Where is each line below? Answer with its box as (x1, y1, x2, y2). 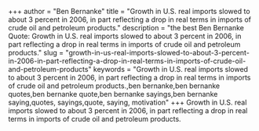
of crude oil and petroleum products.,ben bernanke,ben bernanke (8, 81, 221, 90)
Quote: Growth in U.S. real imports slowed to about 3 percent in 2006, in (8, 31, 242, 41)
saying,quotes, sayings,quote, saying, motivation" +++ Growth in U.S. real (8, 97, 247, 107)
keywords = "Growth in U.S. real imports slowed (93, 65, 249, 73)
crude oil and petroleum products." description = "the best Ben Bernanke (8, 23, 245, 32)
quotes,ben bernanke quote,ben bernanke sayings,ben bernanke (8, 90, 218, 98)
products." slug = (8, 48, 64, 57)
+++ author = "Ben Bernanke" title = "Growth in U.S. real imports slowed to (8, 7, 250, 16)
